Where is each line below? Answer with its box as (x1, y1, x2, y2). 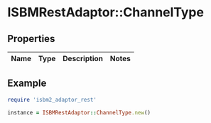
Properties (7, 33, 55, 45)
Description (63, 54, 103, 63)
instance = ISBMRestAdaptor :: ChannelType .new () (7, 109, 151, 116)
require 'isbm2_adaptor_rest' (7, 96, 97, 103)
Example (7, 77, 47, 90)
